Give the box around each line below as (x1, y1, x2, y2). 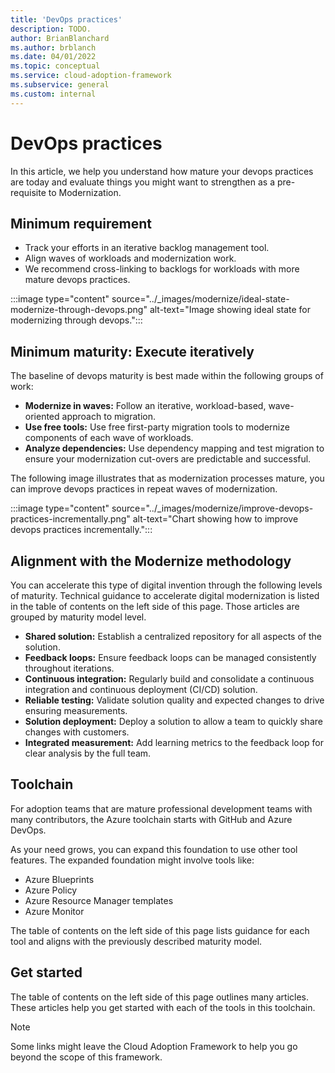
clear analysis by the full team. (24, 747, 152, 759)
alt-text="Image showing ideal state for (149, 304, 312, 316)
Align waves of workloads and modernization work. (24, 252, 237, 265)
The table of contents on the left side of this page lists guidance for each (10, 924, 310, 936)
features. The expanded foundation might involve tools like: (10, 854, 255, 866)
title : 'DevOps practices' (10, 14, 123, 25)
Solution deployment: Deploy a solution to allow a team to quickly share (24, 716, 323, 727)
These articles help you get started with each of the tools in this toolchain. (10, 1001, 316, 1013)
